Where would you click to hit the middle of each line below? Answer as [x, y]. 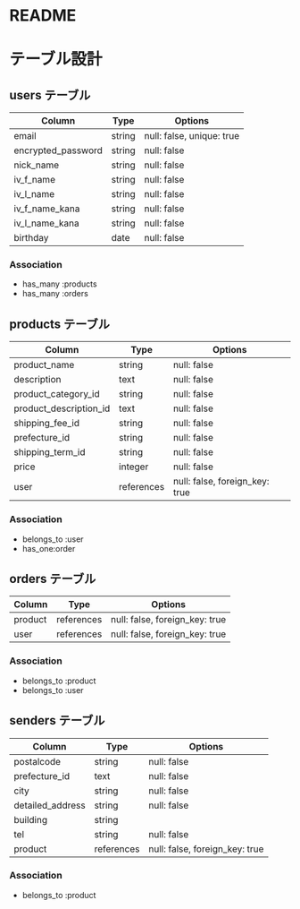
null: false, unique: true [192, 136]
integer [134, 467]
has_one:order [49, 548]
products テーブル [59, 324]
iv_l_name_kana [46, 223]
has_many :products [59, 284]
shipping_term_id [50, 452]
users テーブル [50, 95]
